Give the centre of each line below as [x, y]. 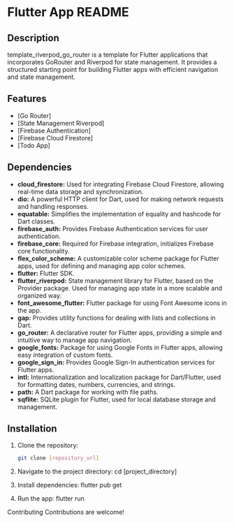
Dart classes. [36, 221]
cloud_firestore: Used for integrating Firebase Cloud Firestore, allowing [120, 184]
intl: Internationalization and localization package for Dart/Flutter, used [119, 377]
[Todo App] [34, 145]
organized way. [39, 295]
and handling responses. [53, 206]
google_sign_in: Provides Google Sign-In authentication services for [116, 362]
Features [27, 99]
